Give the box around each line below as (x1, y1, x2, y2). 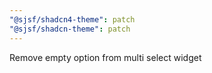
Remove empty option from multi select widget (9, 51, 202, 63)
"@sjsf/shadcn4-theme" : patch (9, 14, 136, 25)
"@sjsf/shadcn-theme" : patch (9, 24, 131, 34)
